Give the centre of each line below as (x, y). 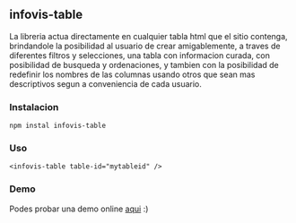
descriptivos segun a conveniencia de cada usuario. (105, 83)
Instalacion (34, 107)
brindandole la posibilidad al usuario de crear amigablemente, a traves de (145, 46)
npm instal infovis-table (57, 126)
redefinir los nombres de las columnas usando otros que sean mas (132, 74)
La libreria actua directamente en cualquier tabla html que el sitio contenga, (149, 36)
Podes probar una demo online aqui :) (79, 209)
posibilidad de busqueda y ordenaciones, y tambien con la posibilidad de (144, 64)
